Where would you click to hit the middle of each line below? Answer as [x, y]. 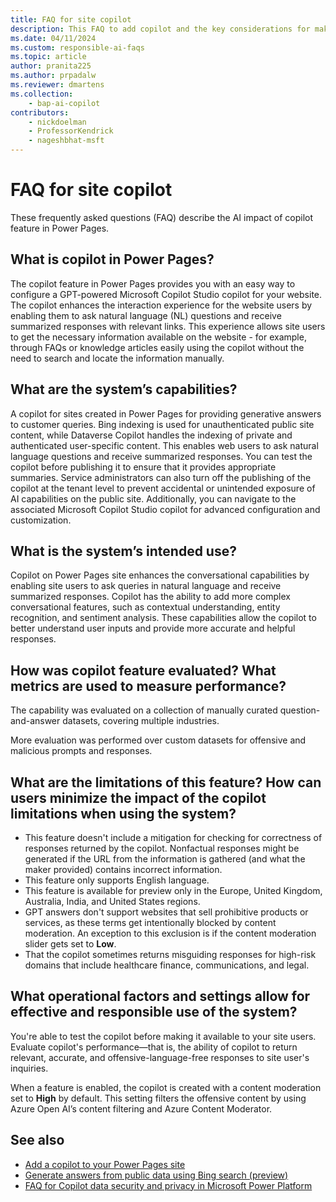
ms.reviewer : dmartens [57, 85]
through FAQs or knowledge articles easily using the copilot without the [157, 347]
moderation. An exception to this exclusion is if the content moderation [170, 933]
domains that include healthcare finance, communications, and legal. [167, 965]
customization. [41, 520]
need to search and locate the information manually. [117, 358]
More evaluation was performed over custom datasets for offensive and [158, 740]
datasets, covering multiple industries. [141, 721]
